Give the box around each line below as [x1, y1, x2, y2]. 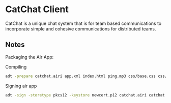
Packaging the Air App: [5, 54, 54, 60]
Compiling [5, 63, 27, 70]
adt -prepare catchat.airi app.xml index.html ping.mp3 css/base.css [5, 74, 156, 79]
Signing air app [5, 83, 37, 89]
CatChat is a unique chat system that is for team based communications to [5, 20, 162, 26]
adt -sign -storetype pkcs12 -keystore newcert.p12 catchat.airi [5, 92, 147, 97]
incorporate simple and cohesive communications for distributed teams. [5, 25, 156, 31]
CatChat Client [5, 4, 69, 15]
